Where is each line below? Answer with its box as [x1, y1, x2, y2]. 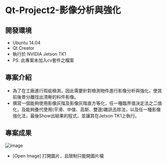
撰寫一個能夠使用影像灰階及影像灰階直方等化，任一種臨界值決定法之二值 [12, 100, 162, 106]
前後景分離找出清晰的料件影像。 [12, 94, 79, 100]
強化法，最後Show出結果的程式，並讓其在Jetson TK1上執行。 [12, 112, 139, 118]
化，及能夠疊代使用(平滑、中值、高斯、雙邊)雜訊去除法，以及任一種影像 [12, 106, 161, 112]
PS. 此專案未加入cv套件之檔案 [12, 57, 74, 63]
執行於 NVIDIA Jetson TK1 [12, 51, 66, 57]
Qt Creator [12, 45, 35, 51]
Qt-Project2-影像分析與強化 [5, 5, 121, 16]
